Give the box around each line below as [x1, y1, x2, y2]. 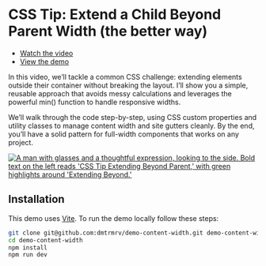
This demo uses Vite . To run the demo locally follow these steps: [8, 213, 219, 223]
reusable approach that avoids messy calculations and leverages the [8, 88, 232, 98]
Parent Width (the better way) [8, 22, 208, 40]
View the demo [19, 57, 70, 66]
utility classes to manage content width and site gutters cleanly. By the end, [8, 121, 255, 130]
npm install [8, 243, 47, 252]
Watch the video [19, 48, 74, 58]
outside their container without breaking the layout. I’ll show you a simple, [8, 81, 249, 90]
